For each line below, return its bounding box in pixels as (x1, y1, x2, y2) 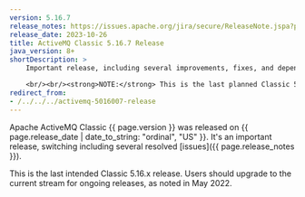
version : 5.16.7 (9, 13, 71, 23)
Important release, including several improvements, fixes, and (25, 64, 274, 73)
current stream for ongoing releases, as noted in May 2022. (9, 177, 233, 188)
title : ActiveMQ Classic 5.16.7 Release (9, 38, 165, 48)
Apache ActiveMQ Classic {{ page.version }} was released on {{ (9, 121, 249, 132)
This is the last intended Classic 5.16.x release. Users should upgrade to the (9, 168, 292, 179)
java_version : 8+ (9, 47, 75, 56)
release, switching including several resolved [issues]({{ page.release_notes (9, 141, 295, 152)
